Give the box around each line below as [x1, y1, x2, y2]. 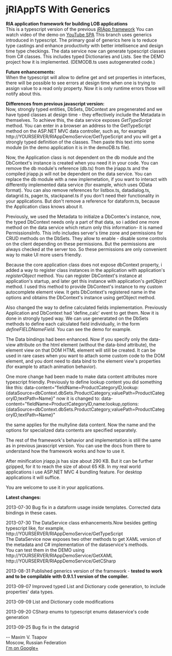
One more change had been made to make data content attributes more [6, 373, 158, 379]
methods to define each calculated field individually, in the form [6, 320, 140, 327]
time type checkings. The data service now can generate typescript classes [6, 48, 166, 54]
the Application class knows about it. [6, 203, 83, 209]
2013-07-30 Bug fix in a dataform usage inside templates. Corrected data [6, 504, 161, 510]
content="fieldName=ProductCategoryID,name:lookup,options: [6, 400, 139, 407]
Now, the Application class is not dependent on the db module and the [6, 154, 154, 160]
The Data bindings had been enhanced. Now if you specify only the [6, 336, 148, 342]
